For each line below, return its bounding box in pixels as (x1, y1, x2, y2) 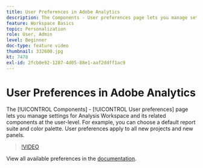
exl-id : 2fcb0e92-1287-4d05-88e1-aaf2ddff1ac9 (6, 59, 126, 66)
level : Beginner (6, 37, 47, 43)
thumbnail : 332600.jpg (6, 49, 63, 55)
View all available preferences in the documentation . (6, 155, 137, 163)
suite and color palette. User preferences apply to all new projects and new (6, 125, 193, 132)
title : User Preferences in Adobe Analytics (6, 8, 120, 15)
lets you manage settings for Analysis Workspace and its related (6, 112, 166, 119)
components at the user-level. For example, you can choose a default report (6, 119, 196, 126)
